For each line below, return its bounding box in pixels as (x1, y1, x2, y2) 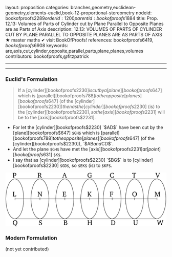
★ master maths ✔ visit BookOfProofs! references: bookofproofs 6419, (5, 37, 154, 43)
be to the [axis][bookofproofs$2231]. (17, 115, 96, 121)
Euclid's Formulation (5, 75, 58, 82)
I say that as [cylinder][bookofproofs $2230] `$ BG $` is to (12, 157, 132, 163)
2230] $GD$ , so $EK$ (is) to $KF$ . (46, 162, 113, 168)
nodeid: (135, 10, 152, 16)
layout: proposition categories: (5, 5, 70, 10)
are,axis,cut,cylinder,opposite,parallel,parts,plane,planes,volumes (5, 48, 143, 54)
